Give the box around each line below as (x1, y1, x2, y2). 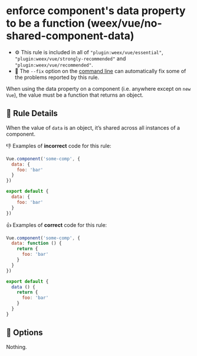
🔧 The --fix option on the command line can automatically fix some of (14, 67, 186, 74)
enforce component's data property (6, 4, 186, 18)
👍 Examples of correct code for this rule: (6, 221, 107, 228)
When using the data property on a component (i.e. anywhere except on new (6, 85, 191, 92)
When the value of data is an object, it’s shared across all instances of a (6, 124, 180, 131)
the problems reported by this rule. (14, 74, 100, 81)
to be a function (6, 17, 85, 30)
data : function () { (11, 240, 62, 246)
